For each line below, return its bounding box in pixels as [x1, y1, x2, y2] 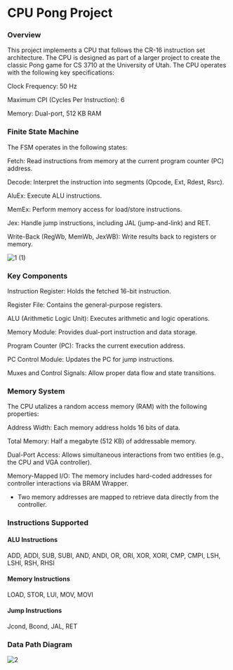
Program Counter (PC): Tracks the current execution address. [7, 341, 185, 350]
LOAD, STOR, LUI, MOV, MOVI [7, 590, 93, 599]
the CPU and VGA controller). [7, 458, 93, 467]
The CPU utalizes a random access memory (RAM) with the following [7, 403, 207, 411]
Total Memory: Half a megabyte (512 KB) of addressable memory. [7, 437, 197, 445]
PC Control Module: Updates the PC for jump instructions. [7, 355, 175, 364]
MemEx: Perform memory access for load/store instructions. [7, 205, 182, 213]
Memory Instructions [7, 575, 70, 583]
